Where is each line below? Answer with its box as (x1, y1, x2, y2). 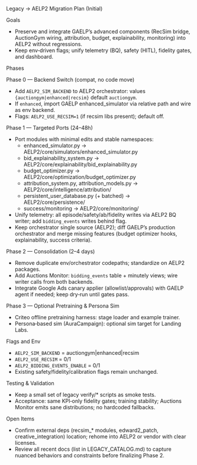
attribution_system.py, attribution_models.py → (23, 180, 138, 187)
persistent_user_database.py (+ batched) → (23, 193, 131, 199)
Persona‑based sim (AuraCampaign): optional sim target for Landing (14, 320, 182, 327)
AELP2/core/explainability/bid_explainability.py (23, 161, 138, 168)
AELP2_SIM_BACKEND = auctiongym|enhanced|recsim (14, 349, 140, 356)
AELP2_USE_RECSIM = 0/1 (14, 355, 72, 363)
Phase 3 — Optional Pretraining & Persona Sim (6, 302, 120, 309)
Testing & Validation (6, 380, 54, 387)
